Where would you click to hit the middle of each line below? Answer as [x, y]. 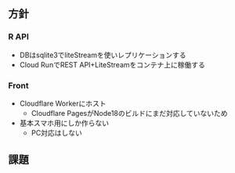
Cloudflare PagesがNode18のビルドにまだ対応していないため [130, 113]
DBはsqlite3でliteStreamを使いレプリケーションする [103, 55]
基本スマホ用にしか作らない [64, 123]
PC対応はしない [56, 132]
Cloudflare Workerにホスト [63, 103]
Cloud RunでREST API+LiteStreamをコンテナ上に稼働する [112, 64]
